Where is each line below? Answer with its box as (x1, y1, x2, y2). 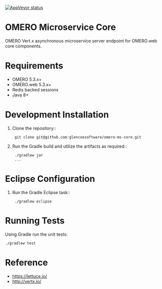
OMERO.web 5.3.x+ (12, 81, 52, 88)
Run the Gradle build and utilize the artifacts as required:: (12, 143, 127, 149)
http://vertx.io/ (12, 278, 41, 284)
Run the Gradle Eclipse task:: (12, 189, 70, 195)
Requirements (5, 60, 63, 71)
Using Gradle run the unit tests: (5, 231, 68, 237)
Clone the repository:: (12, 125, 56, 131)
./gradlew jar (14, 153, 43, 157)
